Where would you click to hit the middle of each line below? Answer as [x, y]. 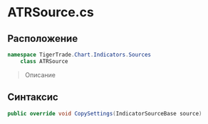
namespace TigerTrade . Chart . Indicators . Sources [79, 55]
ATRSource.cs [51, 12]
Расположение [43, 39]
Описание [40, 74]
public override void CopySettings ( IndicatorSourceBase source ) [105, 113]
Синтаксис [33, 97]
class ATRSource [45, 61]
